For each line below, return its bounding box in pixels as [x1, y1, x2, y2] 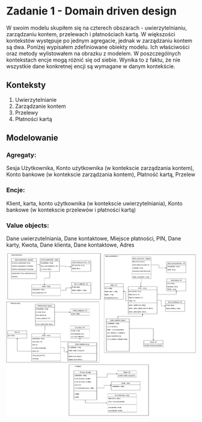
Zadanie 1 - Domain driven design [6, 4, 177, 18]
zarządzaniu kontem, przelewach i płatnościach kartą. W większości [6, 30, 176, 37]
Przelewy [14, 109, 38, 116]
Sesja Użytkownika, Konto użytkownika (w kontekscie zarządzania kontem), [6, 165, 194, 172]
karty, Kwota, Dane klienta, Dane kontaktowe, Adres [6, 241, 135, 248]
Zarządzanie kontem [14, 102, 66, 110]
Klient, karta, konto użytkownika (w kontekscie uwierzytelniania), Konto [6, 200, 183, 207]
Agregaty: [6, 151, 37, 159]
